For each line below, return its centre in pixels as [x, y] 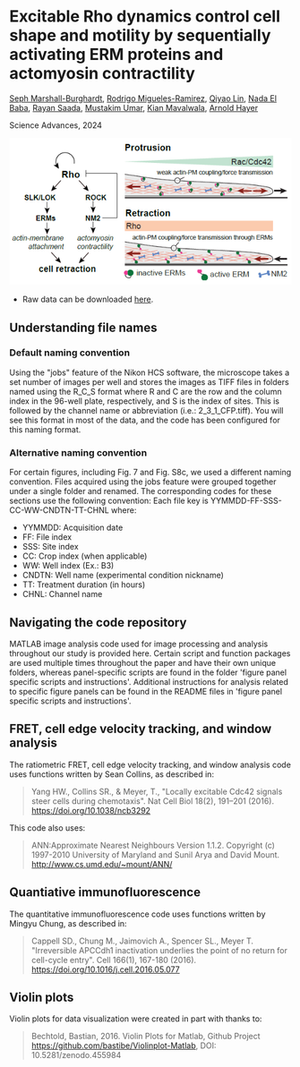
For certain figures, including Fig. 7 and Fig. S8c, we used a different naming [150, 473]
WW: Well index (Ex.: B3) [68, 566]
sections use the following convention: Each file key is [109, 501]
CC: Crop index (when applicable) [85, 556]
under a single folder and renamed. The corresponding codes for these [141, 491]
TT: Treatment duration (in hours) [84, 585]
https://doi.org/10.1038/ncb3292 [90, 810]
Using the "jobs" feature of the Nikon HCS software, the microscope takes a [150, 372]
